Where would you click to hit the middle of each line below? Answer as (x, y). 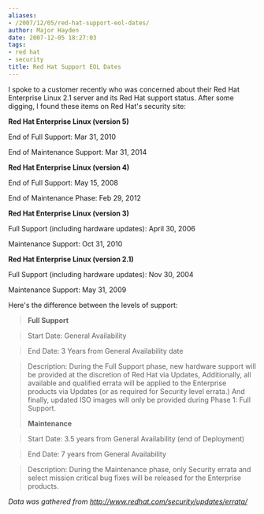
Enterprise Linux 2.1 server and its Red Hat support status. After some (121, 98)
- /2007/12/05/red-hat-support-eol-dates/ (79, 23)
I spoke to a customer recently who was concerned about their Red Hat (124, 89)
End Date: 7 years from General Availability (97, 454)
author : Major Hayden (44, 30)
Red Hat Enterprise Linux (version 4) (69, 167)
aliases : (22, 15)
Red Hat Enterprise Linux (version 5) (69, 121)
